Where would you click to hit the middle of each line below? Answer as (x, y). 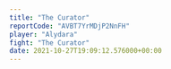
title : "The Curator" (50, 17)
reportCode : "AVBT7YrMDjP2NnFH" (69, 26)
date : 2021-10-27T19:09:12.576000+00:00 (86, 51)
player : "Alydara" (43, 34)
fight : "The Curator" (50, 43)
